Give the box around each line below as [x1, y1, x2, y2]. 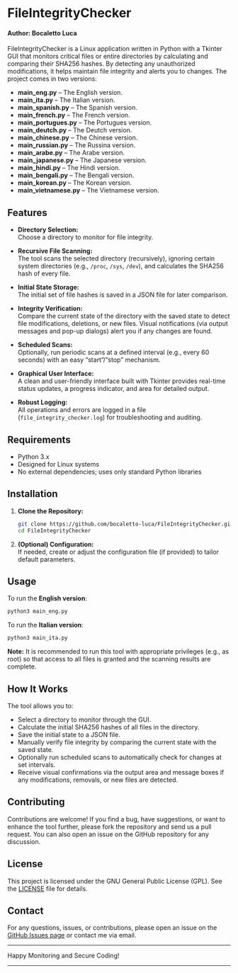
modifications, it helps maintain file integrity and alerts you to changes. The [7, 67, 227, 76]
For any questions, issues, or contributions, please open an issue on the [7, 923, 217, 932]
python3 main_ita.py [7, 635, 69, 642]
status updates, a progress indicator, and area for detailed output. [17, 385, 210, 393]
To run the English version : [7, 594, 87, 603]
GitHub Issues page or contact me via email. [7, 931, 137, 940]
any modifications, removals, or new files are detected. [17, 775, 178, 784]
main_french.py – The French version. [17, 111, 130, 120]
